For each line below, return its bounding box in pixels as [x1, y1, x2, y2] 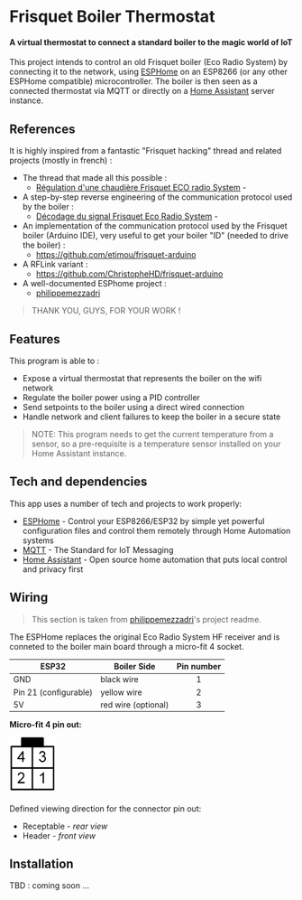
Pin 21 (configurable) [13, 687, 93, 698]
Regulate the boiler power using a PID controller [22, 392, 201, 403]
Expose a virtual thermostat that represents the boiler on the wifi [22, 373, 262, 384]
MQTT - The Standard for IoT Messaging [22, 544, 174, 555]
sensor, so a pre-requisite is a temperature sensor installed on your [31, 438, 281, 449]
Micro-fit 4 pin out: [9, 719, 83, 730]
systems [22, 535, 54, 546]
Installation [9, 856, 74, 871]
